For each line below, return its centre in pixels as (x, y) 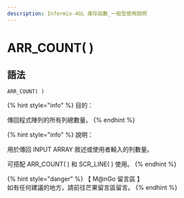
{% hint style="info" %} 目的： (51, 105)
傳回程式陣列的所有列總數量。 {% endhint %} (71, 120)
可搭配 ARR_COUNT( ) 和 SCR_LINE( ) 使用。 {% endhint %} (92, 164)
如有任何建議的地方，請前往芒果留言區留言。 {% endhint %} (92, 187)
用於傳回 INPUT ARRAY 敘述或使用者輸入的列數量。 (80, 149)
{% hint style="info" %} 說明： (51, 134)
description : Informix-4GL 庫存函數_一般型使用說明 (77, 13)
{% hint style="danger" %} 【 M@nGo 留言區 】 (75, 179)
